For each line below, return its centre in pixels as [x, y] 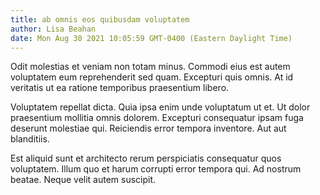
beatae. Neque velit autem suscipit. [83, 180]
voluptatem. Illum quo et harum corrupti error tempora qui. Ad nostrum [156, 169]
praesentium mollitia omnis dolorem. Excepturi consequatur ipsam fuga [157, 118]
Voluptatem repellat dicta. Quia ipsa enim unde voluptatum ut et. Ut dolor [160, 107]
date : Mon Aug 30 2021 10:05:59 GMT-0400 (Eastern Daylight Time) [151, 38]
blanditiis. [30, 139]
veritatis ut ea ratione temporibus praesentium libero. [120, 88]
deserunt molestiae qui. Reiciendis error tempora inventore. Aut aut [148, 128]
